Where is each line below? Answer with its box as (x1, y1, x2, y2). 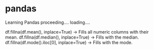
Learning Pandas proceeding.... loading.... (5, 19, 90, 25)
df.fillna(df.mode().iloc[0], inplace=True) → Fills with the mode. (5, 39, 133, 45)
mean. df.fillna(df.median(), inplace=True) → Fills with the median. (5, 34, 139, 40)
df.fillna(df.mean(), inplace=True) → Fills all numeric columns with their (5, 29, 149, 35)
